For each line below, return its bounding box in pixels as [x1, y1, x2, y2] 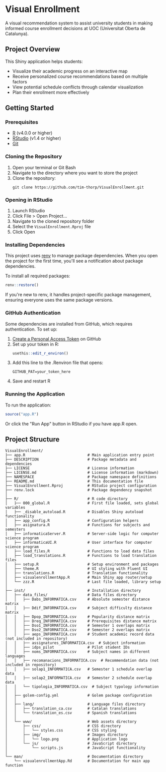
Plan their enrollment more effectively [12, 89, 89, 95]
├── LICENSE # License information [5, 466, 135, 471]
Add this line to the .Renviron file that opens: [12, 360, 103, 366]
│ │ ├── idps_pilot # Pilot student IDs [5, 645, 130, 650]
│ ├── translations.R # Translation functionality [5, 571, 148, 576]
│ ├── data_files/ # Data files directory [5, 593, 137, 598]
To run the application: [5, 402, 51, 408]
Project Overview [5, 45, 60, 53]
